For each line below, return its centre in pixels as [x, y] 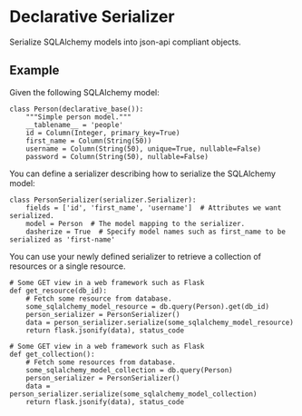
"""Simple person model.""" [78, 117]
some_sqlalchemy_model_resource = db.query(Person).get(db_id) [148, 306]
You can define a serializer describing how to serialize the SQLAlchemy [143, 173]
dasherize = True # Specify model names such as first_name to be [156, 232]
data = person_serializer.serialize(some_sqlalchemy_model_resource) [160, 322]
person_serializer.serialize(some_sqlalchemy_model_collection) [133, 394]
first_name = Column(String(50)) [89, 141]
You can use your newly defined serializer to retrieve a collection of [135, 256]
